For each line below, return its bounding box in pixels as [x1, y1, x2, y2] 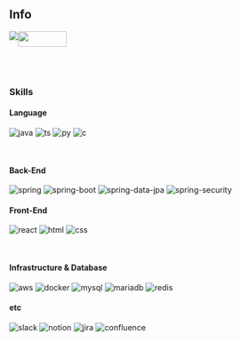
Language [9, 107, 47, 118]
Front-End [9, 204, 48, 216]
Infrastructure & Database [9, 262, 108, 273]
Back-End [9, 164, 46, 176]
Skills [9, 85, 34, 98]
